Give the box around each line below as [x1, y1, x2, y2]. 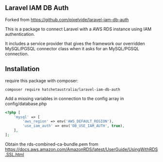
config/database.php [5, 101, 47, 106]
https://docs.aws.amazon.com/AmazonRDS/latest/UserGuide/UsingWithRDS [5, 146, 158, 152]
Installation [5, 65, 40, 73]
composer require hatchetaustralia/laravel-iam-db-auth [5, 87, 120, 92]
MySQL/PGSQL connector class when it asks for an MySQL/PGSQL [5, 45, 140, 51]
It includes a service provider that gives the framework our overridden [5, 41, 146, 46]
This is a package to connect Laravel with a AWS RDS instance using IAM [5, 26, 152, 32]
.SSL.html [5, 151, 24, 157]
